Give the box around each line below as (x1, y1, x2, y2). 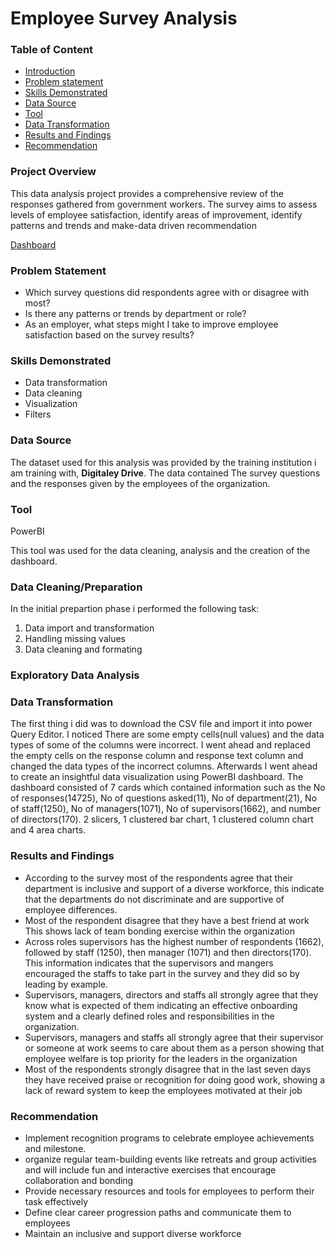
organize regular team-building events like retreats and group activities (24, 1153, 317, 1166)
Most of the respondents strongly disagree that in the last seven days (24, 1063, 312, 1075)
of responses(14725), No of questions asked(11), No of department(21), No (10, 792, 318, 804)
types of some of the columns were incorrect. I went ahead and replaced (10, 739, 311, 751)
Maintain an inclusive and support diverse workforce (24, 1228, 242, 1240)
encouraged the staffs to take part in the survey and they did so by (24, 967, 300, 979)
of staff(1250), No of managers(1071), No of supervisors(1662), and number (10, 803, 322, 815)
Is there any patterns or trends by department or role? (24, 308, 247, 320)
